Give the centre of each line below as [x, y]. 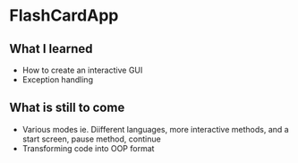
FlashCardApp [64, 16]
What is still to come [67, 108]
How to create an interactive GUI [82, 70]
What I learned [51, 49]
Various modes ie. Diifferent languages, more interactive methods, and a [155, 129]
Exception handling [58, 80]
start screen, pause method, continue [91, 139]
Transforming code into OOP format [88, 148]
